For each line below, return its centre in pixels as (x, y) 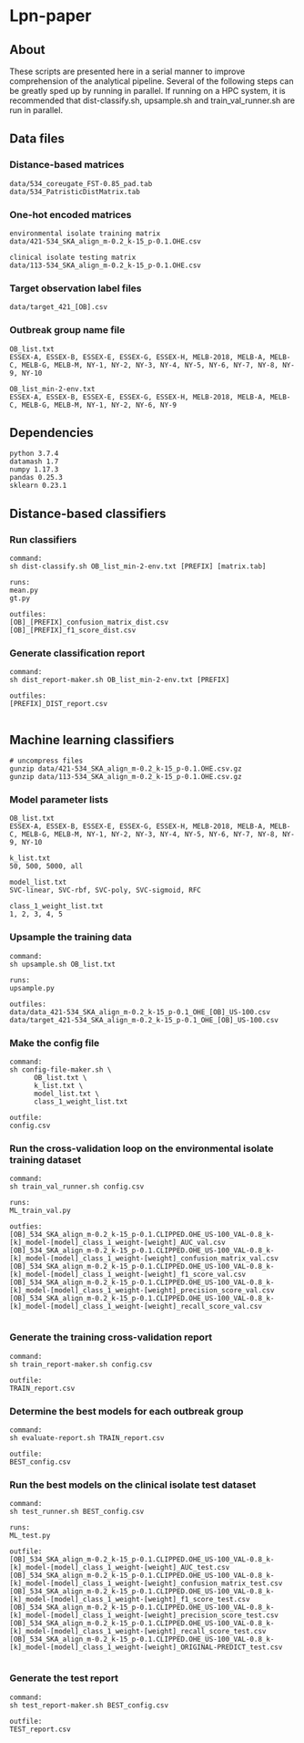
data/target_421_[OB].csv (58, 307)
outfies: (26, 1227)
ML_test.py (30, 1536)
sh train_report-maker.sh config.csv (81, 1364)
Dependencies (51, 433)
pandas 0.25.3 (36, 478)
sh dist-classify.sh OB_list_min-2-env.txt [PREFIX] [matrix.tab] (138, 566)
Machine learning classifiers (92, 740)
